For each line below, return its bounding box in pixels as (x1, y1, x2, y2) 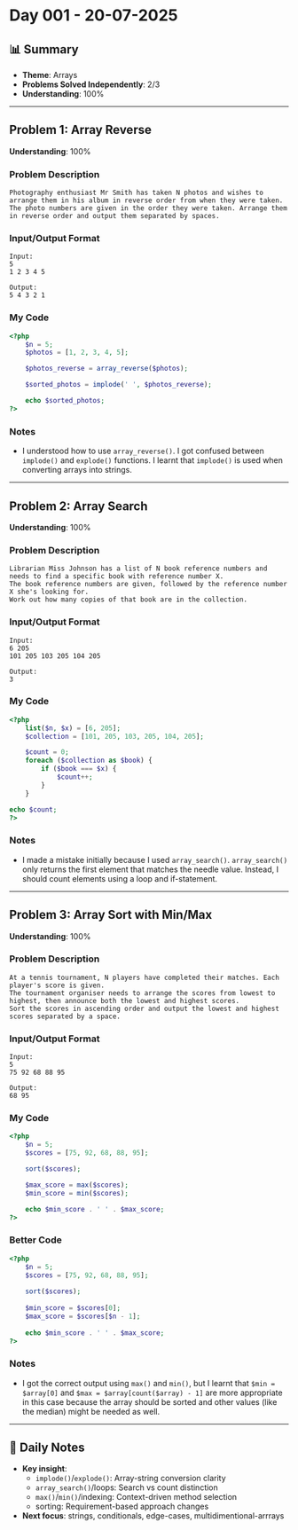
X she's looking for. (9, 587, 90, 597)
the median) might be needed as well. (21, 1406, 161, 1416)
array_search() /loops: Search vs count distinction (35, 1482, 219, 1493)
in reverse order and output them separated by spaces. (9, 212, 220, 221)
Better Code (9, 1234, 62, 1246)
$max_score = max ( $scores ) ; (25, 1181, 129, 1189)
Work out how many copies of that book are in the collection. (9, 595, 248, 604)
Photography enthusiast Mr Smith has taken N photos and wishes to (9, 188, 264, 198)
